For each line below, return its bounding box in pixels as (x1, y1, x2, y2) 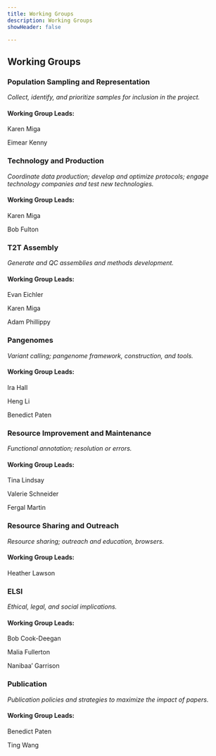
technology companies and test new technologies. (7, 179, 154, 188)
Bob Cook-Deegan (7, 634, 61, 642)
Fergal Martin (7, 504, 46, 512)
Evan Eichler (7, 291, 44, 299)
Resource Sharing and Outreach (7, 521, 120, 531)
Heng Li (7, 396, 30, 406)
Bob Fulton (7, 225, 39, 233)
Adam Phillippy (7, 318, 51, 327)
